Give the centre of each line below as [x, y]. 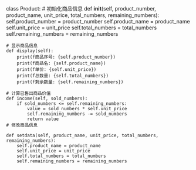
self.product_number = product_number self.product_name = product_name [98, 21]
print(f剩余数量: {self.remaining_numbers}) [70, 82]
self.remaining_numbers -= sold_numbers [77, 114]
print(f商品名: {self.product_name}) [61, 63]
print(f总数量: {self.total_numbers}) [63, 76]
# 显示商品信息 [22, 46]
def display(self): [30, 51]
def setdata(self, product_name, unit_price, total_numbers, [82, 135]
